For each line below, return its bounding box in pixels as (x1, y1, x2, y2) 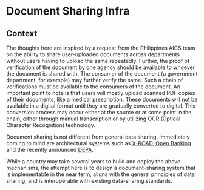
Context (6, 28, 38, 39)
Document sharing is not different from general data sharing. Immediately (6, 133, 190, 140)
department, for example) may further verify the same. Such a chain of (6, 77, 183, 84)
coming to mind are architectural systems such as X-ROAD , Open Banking (6, 140, 191, 146)
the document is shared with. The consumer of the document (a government (6, 70, 198, 77)
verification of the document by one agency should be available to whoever (6, 64, 195, 71)
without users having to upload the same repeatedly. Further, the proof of (6, 57, 190, 64)
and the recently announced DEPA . (6, 146, 94, 153)
